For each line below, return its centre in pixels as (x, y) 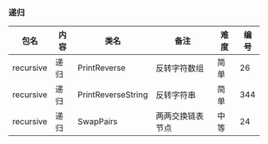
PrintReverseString (113, 95)
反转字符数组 (179, 68)
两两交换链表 (179, 116)
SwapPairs (98, 122)
